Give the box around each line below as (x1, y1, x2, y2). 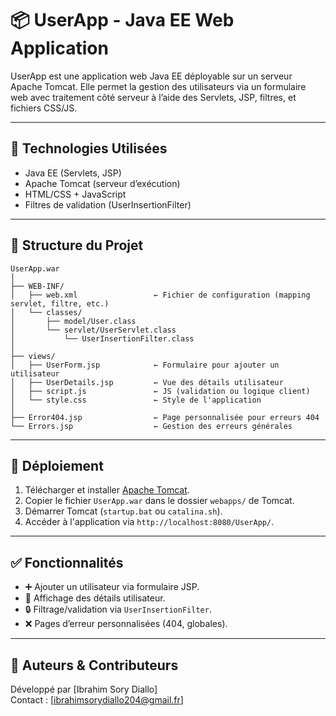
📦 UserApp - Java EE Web (10, 9, 235, 32)
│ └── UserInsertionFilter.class (10, 333, 195, 344)
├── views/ (10, 351, 56, 361)
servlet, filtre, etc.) (10, 298, 110, 309)
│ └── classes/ (10, 307, 83, 317)
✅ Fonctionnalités (10, 554, 124, 571)
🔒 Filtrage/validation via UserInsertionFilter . (24, 603, 212, 616)
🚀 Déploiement (10, 457, 104, 474)
